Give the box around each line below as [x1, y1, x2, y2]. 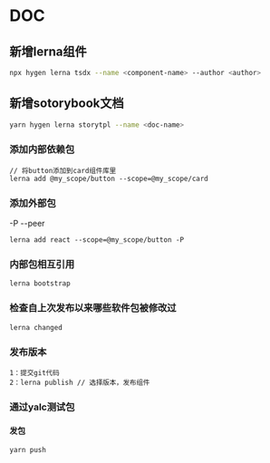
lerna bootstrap [9, 279, 71, 288]
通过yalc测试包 [9, 400, 75, 413]
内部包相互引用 [9, 258, 75, 271]
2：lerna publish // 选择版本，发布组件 [9, 378, 150, 388]
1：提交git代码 [9, 369, 61, 378]
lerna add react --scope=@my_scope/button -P [9, 236, 184, 245]
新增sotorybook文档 [9, 96, 124, 111]
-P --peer [9, 218, 45, 229]
